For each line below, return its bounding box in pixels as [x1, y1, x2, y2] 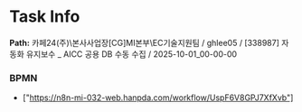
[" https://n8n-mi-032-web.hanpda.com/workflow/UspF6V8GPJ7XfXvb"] [22, 92, 294, 103]
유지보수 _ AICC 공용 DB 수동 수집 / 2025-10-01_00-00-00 [25, 48, 238, 60]
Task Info [9, 6, 80, 27]
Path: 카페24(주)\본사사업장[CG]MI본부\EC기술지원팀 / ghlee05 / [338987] [9, 37, 280, 48]
